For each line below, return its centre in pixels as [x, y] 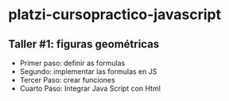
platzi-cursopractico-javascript [114, 15]
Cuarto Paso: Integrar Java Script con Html [90, 88]
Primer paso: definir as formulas [72, 63]
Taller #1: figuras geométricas [84, 44]
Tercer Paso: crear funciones [67, 80]
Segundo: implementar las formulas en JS [88, 72]
